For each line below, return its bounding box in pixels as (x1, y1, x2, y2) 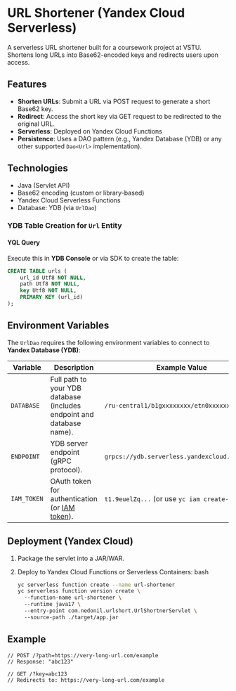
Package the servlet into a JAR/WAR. (17, 554, 125, 562)
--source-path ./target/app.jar (24, 614, 119, 621)
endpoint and (50, 409, 94, 419)
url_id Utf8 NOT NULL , (20, 274, 86, 281)
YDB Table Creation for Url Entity (7, 221, 122, 231)
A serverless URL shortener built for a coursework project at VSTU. (7, 43, 202, 51)
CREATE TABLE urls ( (7, 267, 68, 275)
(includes (50, 401, 81, 411)
